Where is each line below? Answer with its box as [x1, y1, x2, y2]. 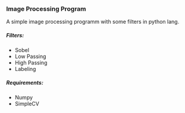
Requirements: [6, 79, 43, 86]
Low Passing [14, 53, 46, 60]
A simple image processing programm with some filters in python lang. [6, 18, 180, 25]
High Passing [14, 59, 48, 66]
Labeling [14, 66, 36, 73]
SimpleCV [14, 100, 40, 108]
